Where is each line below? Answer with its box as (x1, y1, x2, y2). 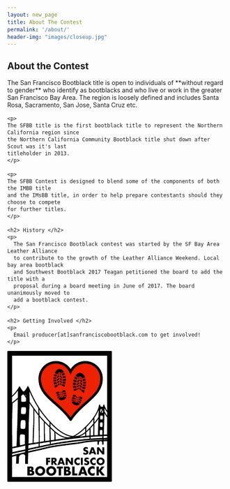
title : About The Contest (7, 18, 82, 26)
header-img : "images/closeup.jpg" (7, 33, 108, 40)
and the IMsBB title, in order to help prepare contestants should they (7, 192, 223, 199)
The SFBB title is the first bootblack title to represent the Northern (7, 122, 223, 129)
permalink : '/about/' (7, 26, 70, 33)
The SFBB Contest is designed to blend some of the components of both (7, 178, 220, 185)
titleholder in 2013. (7, 150, 70, 157)
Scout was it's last (7, 143, 68, 150)
